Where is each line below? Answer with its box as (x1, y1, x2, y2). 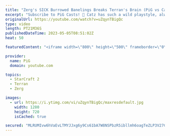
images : (5, 95, 22, 100)
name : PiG (10, 58, 30, 63)
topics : (5, 72, 22, 77)
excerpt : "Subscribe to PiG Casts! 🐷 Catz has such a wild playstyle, (5, 12, 157, 17)
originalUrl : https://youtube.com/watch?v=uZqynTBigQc (5, 17, 123, 22)
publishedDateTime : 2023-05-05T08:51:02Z (5, 31, 94, 36)
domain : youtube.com (10, 63, 53, 68)
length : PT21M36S (5, 26, 42, 31)
